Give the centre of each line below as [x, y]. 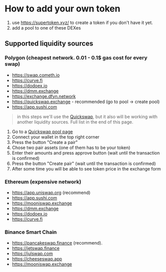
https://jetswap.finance [36, 248]
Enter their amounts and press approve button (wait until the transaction [86, 152]
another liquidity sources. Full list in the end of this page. [75, 122]
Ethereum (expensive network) [43, 181]
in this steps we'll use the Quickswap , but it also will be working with [87, 116]
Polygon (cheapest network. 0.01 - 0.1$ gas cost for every [76, 58]
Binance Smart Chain [31, 232]
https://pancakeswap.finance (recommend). [57, 243]
